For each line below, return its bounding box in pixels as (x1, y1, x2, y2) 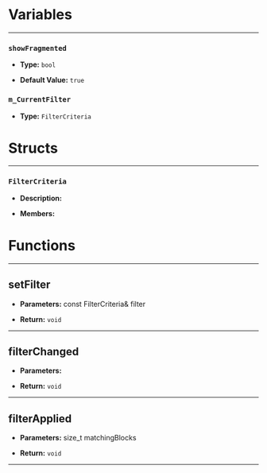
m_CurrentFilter (8, 95, 72, 104)
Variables (8, 6, 73, 24)
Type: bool (19, 60, 56, 69)
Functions (8, 236, 75, 254)
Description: (19, 193, 62, 203)
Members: (19, 208, 56, 218)
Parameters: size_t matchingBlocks (19, 433, 137, 443)
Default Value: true (19, 76, 85, 85)
